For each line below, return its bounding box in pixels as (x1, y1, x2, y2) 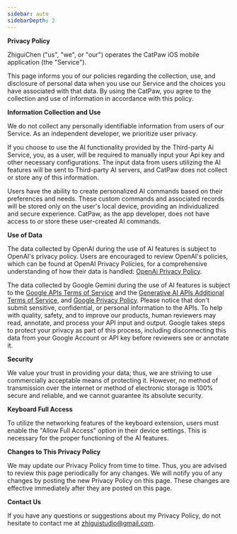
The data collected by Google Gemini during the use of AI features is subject (7, 281, 231, 289)
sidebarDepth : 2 (7, 17, 55, 24)
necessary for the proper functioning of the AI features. (7, 433, 169, 442)
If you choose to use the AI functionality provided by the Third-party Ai (7, 143, 214, 151)
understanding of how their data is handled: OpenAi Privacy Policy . (7, 267, 202, 275)
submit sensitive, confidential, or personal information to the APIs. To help (7, 303, 223, 312)
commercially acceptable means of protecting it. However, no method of (7, 376, 219, 384)
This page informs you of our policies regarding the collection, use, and (7, 72, 216, 80)
